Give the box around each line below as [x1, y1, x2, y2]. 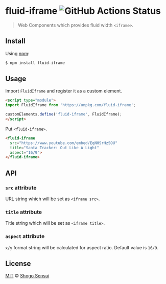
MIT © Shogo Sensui [5, 273, 50, 279]
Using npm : [5, 50, 30, 56]
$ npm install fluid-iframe [5, 60, 65, 65]
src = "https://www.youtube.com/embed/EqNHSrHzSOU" [10, 140, 117, 146]
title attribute [5, 208, 42, 216]
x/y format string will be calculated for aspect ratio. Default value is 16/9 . [5, 244, 159, 250]
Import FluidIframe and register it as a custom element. [5, 88, 123, 94]
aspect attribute [5, 233, 45, 240]
